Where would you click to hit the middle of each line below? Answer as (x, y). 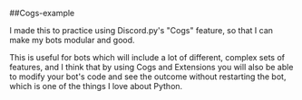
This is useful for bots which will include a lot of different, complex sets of (147, 57)
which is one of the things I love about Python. (96, 86)
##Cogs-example (42, 13)
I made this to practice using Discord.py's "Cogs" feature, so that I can (141, 30)
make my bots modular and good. (72, 40)
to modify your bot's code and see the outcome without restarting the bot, (148, 77)
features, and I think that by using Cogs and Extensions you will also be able (151, 67)
